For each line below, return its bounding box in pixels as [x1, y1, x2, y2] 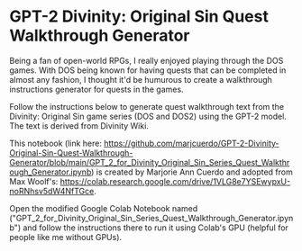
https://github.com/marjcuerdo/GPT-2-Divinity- [103, 138, 279, 148]
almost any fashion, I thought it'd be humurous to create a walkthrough [9, 74, 273, 85]
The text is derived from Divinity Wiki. [9, 120, 149, 131]
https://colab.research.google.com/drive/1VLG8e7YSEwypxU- [59, 175, 291, 186]
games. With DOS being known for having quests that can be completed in [9, 65, 287, 76]
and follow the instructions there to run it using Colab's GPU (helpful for [22, 222, 288, 233]
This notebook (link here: [9, 138, 102, 148]
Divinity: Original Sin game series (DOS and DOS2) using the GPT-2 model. [9, 111, 287, 121]
